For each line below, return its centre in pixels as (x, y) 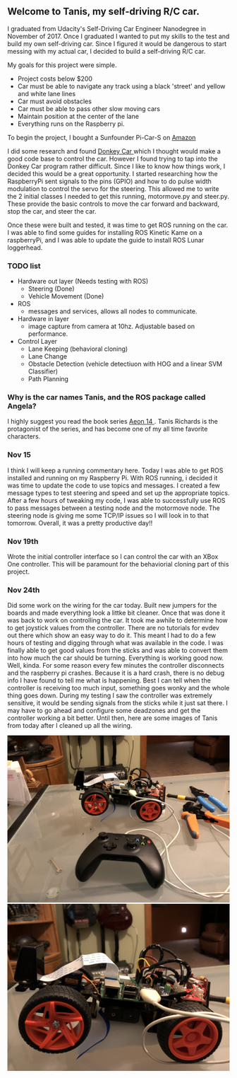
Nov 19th (23, 541)
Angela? (22, 406)
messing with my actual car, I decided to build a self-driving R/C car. (107, 51)
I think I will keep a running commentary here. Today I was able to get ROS (115, 470)
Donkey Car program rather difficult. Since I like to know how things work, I (116, 166)
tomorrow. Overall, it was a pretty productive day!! (80, 523)
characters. (24, 436)
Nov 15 (19, 455)
